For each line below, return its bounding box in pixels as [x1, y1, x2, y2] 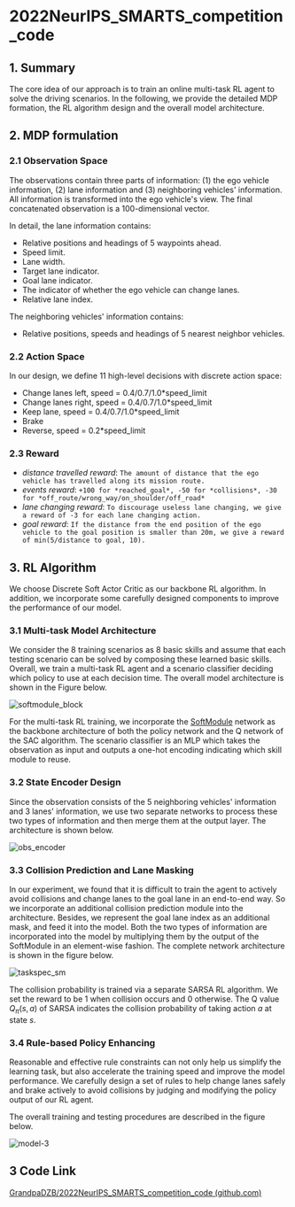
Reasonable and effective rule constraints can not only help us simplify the [9, 1056, 282, 1068]
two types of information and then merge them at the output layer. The [9, 815, 267, 825]
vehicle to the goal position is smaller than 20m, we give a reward [21, 529, 285, 538]
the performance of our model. [9, 602, 122, 613]
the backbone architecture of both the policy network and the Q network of [9, 726, 283, 737]
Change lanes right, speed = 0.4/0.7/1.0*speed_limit [21, 397, 213, 407]
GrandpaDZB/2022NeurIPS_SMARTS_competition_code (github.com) [9, 1187, 262, 1197]
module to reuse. [9, 754, 71, 765]
